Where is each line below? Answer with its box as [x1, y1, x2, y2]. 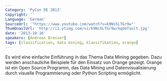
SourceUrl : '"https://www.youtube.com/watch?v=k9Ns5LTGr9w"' [5, 21, 136, 27]
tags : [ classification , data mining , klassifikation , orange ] [5, 40, 138, 45]
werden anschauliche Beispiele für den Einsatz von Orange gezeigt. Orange [5, 59, 162, 65]
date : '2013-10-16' [5, 31, 46, 36]
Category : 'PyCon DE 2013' [5, 7, 62, 13]
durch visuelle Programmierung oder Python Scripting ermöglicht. [5, 70, 142, 76]
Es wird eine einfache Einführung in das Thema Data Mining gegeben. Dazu [5, 54, 162, 60]
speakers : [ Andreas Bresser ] [5, 36, 66, 41]
